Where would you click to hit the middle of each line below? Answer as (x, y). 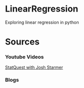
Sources (22, 42)
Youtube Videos (24, 57)
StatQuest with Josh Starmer (34, 67)
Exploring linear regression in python (42, 22)
